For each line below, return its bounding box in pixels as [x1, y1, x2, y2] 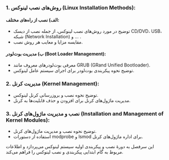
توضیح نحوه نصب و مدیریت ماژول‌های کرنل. [13, 128, 97, 134]
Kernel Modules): [6, 117, 50, 124]
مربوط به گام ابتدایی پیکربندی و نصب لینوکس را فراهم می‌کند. [6, 149, 123, 155]
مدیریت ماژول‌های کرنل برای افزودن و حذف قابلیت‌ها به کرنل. [13, 97, 131, 103]
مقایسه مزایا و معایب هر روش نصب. [13, 39, 83, 45]
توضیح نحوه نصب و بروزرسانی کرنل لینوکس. [13, 92, 99, 98]
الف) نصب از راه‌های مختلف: [6, 17, 59, 23]
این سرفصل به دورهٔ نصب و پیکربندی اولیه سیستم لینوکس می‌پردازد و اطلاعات [6, 143, 154, 149]
